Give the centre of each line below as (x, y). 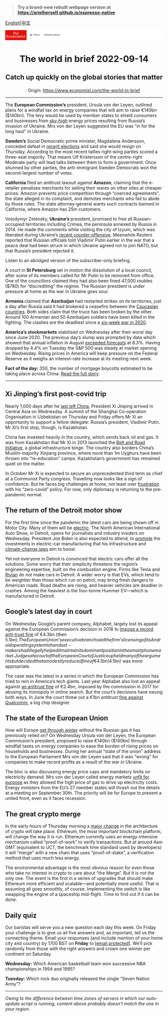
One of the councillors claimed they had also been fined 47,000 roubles (79, 281)
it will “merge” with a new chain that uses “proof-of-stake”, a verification (79, 853)
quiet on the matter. (25, 463)
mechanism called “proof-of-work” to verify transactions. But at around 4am (84, 842)
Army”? (13, 984)
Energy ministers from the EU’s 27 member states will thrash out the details (82, 788)
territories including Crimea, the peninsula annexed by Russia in (91, 224)
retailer (12, 188)
